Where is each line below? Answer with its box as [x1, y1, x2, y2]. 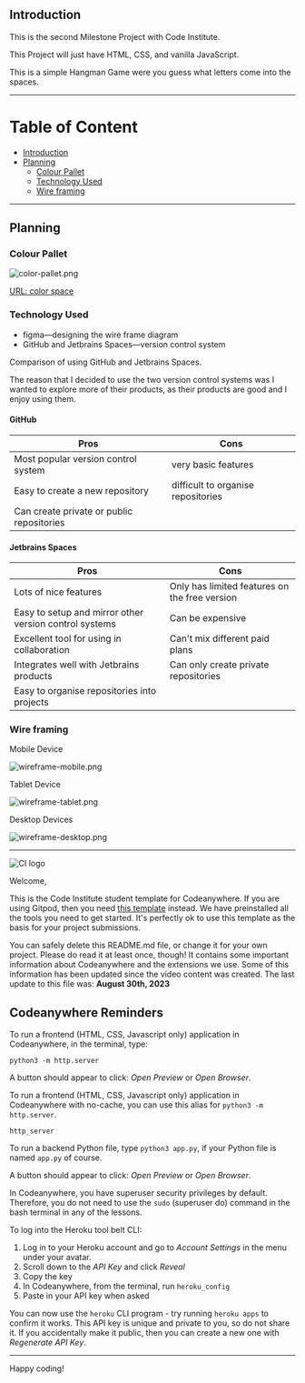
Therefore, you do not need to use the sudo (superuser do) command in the [9, 1198, 290, 1208]
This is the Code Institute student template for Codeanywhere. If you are [9, 893, 280, 904]
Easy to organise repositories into [14, 685, 157, 697]
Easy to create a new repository [14, 484, 150, 496]
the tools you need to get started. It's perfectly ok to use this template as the [9, 913, 296, 924]
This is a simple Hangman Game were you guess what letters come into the [9, 66, 291, 77]
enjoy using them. [9, 393, 76, 404]
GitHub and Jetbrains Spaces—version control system [22, 338, 226, 349]
